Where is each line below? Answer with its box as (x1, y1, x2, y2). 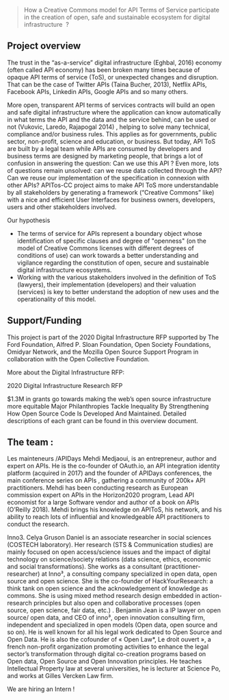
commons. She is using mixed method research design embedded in (7, 592, 200, 600)
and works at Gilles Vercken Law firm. (7, 672, 114, 680)
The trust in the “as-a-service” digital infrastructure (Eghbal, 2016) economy (7, 58, 222, 67)
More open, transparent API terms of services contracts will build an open (7, 101, 215, 109)
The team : (7, 437, 54, 448)
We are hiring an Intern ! (7, 685, 75, 693)
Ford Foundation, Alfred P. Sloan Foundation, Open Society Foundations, (7, 340, 211, 348)
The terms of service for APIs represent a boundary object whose (16, 229, 202, 237)
